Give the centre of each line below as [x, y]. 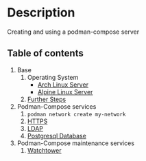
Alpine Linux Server [65, 92]
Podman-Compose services [57, 106]
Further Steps [47, 99]
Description [41, 13]
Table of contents [45, 53]
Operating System [53, 77]
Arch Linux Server [63, 85]
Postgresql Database [57, 136]
